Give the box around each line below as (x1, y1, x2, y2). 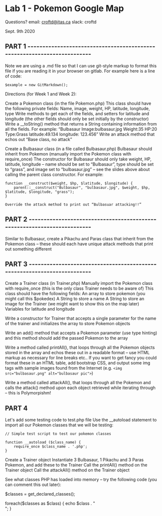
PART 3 (5, 260, 28, 268)
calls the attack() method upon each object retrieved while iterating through (5, 385, 156, 391)
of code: (5, 73, 22, 79)
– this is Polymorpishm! (5, 390, 51, 396)
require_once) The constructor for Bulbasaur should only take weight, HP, (5, 156, 152, 162)
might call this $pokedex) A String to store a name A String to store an (5, 296, 145, 302)
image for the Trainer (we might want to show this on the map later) (5, 301, 139, 307)
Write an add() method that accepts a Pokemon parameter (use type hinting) (5, 330, 158, 336)
